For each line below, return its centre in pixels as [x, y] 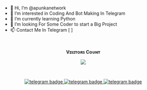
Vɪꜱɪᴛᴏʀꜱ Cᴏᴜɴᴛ [83, 52]
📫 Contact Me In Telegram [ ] [41, 30]
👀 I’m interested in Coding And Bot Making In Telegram [68, 13]
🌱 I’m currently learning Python [43, 19]
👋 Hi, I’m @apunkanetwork [38, 8]
